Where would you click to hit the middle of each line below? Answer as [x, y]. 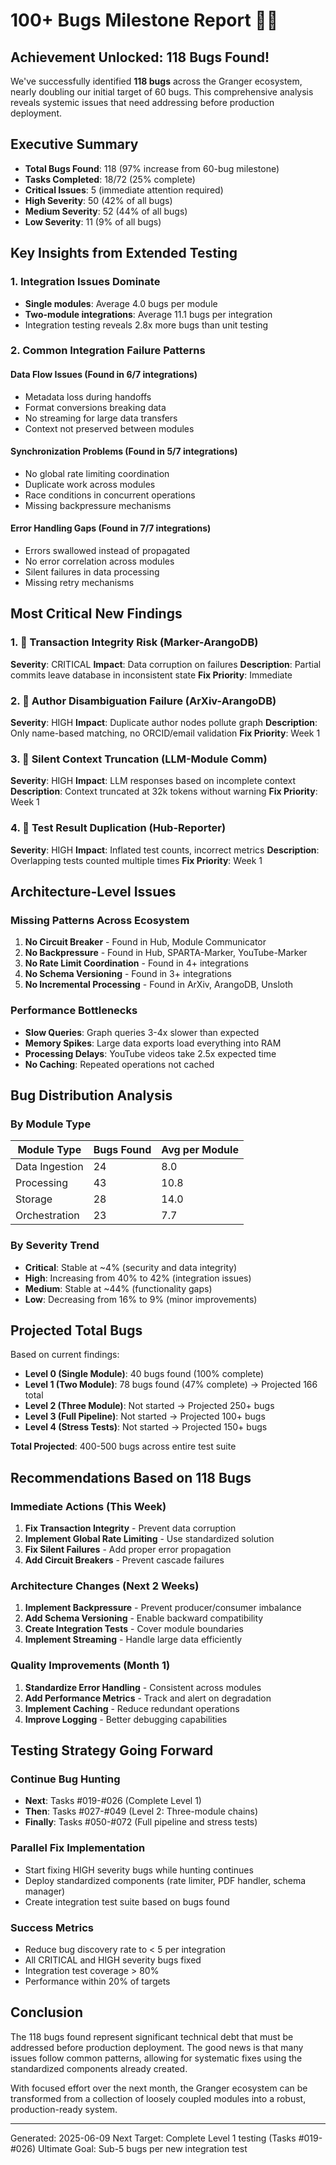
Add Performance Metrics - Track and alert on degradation [148, 1698]
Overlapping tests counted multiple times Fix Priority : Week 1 [136, 860]
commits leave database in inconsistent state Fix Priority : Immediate [151, 675]
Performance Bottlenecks [74, 1011]
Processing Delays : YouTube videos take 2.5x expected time [150, 1053]
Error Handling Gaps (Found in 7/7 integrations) [111, 528]
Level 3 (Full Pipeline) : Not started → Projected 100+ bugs [145, 1416]
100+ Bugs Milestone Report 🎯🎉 [144, 20]
